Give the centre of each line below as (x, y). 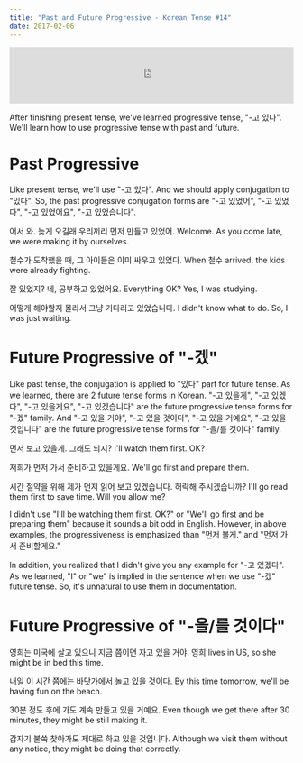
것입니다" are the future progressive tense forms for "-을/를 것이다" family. (146, 429)
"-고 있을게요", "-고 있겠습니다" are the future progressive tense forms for (158, 407)
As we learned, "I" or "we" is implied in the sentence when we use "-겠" (143, 576)
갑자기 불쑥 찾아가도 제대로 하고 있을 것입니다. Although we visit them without (148, 739)
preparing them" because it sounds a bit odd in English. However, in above (148, 524)
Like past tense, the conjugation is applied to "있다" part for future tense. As (150, 384)
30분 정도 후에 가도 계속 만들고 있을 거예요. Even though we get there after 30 (150, 710)
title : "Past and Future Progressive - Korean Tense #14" (120, 18)
